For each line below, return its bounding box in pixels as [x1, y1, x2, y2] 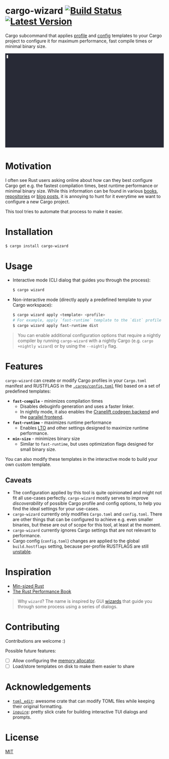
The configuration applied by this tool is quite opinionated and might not [12, 489, 162, 495]
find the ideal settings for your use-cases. [12, 505, 100, 511]
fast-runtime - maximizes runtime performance [12, 419, 112, 425]
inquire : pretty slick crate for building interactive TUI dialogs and [12, 708, 147, 715]
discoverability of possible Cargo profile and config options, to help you [12, 500, 161, 506]
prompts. [12, 714, 32, 720]
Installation [5, 226, 53, 238]
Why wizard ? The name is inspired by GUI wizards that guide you [17, 598, 152, 604]
